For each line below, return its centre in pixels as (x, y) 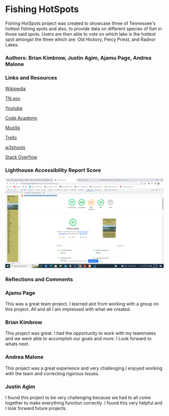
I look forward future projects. (36, 408)
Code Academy (21, 118)
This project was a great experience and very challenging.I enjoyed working (84, 368)
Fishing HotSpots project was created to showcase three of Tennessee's (80, 23)
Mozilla (13, 128)
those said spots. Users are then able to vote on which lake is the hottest (80, 34)
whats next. (17, 344)
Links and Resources (31, 78)
